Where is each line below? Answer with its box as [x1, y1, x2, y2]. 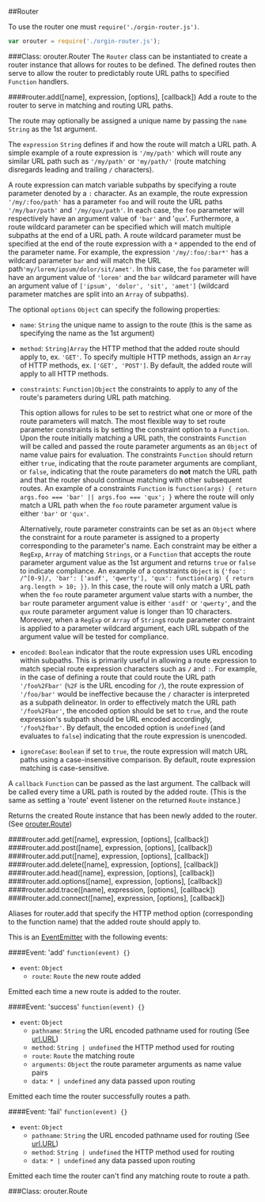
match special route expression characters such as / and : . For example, [19, 663, 258, 673]
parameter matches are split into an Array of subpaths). [8, 289, 189, 299]
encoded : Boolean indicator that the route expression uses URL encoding [19, 647, 253, 656]
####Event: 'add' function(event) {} [8, 947, 131, 957]
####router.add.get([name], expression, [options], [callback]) [8, 834, 210, 844]
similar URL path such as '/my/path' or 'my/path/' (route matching [8, 156, 226, 165]
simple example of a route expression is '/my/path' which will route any [8, 148, 242, 157]
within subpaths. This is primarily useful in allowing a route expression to [19, 656, 257, 665]
